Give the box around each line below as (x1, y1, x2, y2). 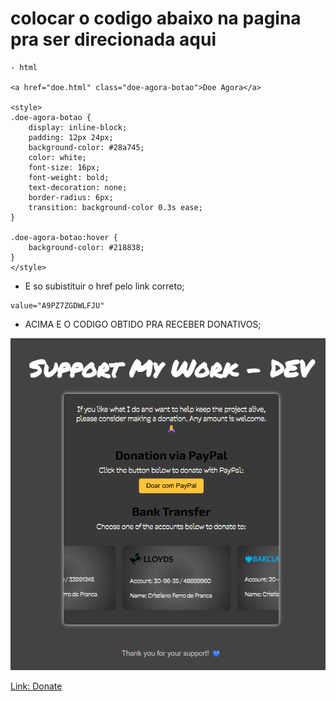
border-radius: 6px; (28, 192, 114, 202)
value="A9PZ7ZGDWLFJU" (10, 300, 105, 311)
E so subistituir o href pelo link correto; (24, 280, 185, 292)
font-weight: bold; (28, 172, 110, 182)
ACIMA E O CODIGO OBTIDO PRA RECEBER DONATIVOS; (24, 318, 262, 330)
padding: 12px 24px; (28, 132, 114, 142)
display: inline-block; (28, 122, 128, 132)
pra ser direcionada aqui (10, 28, 217, 51)
